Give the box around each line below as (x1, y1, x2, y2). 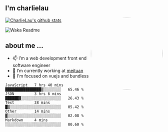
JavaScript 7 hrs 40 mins (5, 82, 64, 87)
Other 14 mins (5, 108, 50, 114)
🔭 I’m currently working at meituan (12, 67, 83, 73)
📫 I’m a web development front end (12, 55, 87, 61)
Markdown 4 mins (5, 117, 48, 122)
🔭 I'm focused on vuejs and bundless (12, 72, 89, 79)
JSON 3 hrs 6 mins (5, 91, 61, 96)
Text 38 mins (5, 100, 50, 105)
